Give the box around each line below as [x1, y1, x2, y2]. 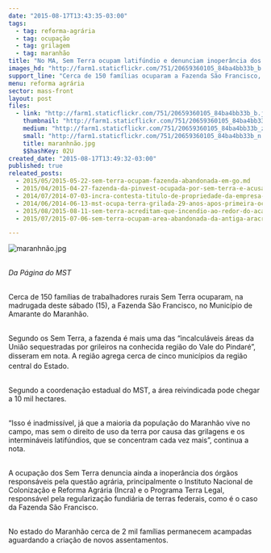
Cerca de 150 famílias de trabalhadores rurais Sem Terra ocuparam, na [8, 292, 244, 302]
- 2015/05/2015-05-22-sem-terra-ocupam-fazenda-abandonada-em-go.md [15, 177, 251, 186]
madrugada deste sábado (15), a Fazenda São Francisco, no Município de [8, 300, 252, 311]
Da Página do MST [8, 268, 72, 278]
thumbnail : [23, 117, 60, 125]
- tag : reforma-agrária [15, 27, 95, 35]
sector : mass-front [8, 86, 74, 95]
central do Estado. [8, 361, 69, 371]
